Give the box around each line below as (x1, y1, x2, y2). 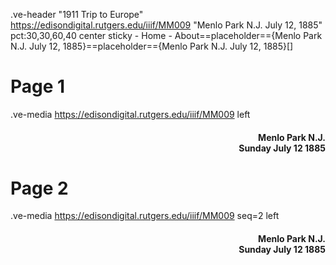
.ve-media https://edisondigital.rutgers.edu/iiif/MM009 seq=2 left (10, 210, 280, 222)
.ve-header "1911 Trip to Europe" (10, 9, 144, 20)
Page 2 (10, 177, 69, 199)
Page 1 (10, 75, 66, 98)
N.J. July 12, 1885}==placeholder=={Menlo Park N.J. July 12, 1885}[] (10, 40, 294, 52)
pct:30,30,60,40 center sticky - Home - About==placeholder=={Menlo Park (10, 30, 323, 41)
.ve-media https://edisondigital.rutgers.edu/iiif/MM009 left (10, 108, 251, 120)
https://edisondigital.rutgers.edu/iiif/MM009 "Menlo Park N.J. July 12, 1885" (10, 19, 323, 31)
